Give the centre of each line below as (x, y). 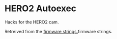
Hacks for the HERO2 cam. (32, 22)
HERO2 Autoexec (41, 9)
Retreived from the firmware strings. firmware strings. (58, 31)
